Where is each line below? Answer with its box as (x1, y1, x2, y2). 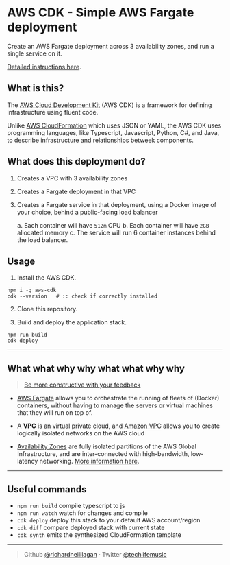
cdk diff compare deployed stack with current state (16, 523, 165, 531)
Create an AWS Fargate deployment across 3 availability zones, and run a (7, 42, 214, 50)
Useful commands (7, 483, 87, 495)
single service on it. (7, 49, 63, 58)
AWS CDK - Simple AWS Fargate (7, 5, 194, 21)
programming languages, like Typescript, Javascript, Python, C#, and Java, (7, 128, 220, 136)
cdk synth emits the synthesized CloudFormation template (16, 531, 181, 539)
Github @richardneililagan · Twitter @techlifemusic (23, 551, 167, 558)
